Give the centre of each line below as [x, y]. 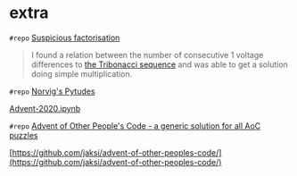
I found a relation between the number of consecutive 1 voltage [147, 54]
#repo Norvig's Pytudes [52, 91]
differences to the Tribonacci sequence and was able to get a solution [159, 64]
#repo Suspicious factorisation [65, 38]
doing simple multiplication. [82, 73]
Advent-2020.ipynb [45, 108]
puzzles [24, 135]
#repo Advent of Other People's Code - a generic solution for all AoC [135, 126]
